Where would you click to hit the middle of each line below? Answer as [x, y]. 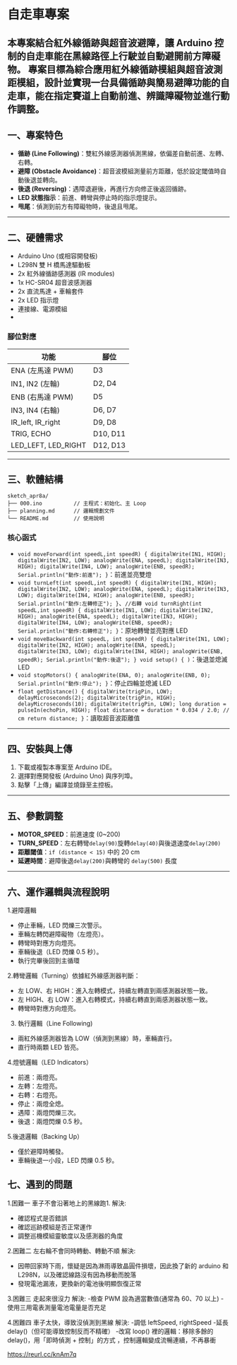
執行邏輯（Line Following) [55, 1024]
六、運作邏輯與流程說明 [58, 892]
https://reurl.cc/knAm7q [42, 1354]
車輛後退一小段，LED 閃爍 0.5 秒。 [68, 1161]
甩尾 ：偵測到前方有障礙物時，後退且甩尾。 [79, 206]
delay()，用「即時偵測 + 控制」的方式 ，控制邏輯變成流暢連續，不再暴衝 [112, 1340]
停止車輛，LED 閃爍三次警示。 [61, 925]
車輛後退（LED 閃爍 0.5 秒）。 [60, 952]
